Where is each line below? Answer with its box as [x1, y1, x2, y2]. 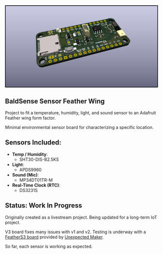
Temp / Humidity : [12, 151, 48, 157]
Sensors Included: [5, 139, 62, 147]
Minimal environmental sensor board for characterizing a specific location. [5, 125, 154, 130]
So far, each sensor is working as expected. [5, 243, 93, 249]
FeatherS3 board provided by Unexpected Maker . [5, 234, 104, 240]
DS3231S [19, 187, 38, 193]
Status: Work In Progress [5, 202, 82, 210]
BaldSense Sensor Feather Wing [5, 97, 105, 105]
